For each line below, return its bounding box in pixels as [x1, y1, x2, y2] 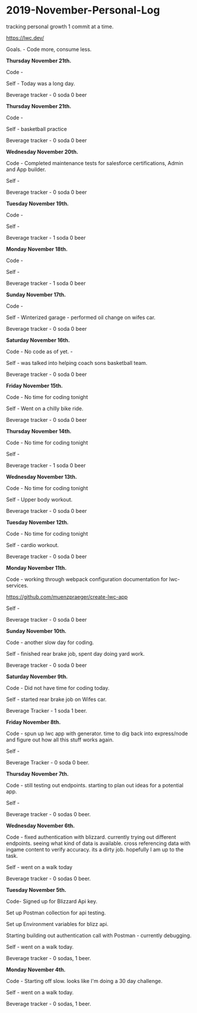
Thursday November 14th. [6, 427, 72, 435]
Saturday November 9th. [6, 673, 68, 680]
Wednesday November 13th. [6, 473, 78, 480]
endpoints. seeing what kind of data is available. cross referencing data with [6, 840, 191, 847]
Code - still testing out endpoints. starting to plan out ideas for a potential [6, 781, 183, 789]
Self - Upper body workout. [6, 496, 73, 503]
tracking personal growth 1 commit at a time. [6, 23, 113, 30]
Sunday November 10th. [6, 627, 66, 635]
